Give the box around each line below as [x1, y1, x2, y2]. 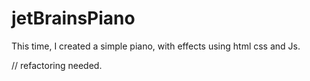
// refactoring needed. [11, 59, 103, 71]
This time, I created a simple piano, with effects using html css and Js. [11, 40, 301, 52]
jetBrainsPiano [11, 7, 136, 30]
